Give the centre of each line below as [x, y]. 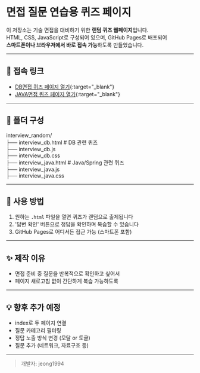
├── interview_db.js [31, 149]
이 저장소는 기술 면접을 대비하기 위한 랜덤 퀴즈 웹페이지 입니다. [77, 30]
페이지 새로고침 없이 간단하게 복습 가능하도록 [67, 281]
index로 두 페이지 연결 [40, 323]
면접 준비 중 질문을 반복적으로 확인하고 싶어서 [67, 274]
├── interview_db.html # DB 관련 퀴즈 [52, 142]
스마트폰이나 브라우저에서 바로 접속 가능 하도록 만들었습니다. [75, 45]
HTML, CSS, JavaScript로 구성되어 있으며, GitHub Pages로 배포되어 [87, 37]
